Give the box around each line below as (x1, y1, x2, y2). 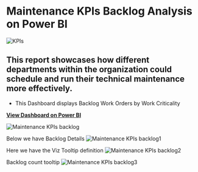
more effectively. (6, 83, 73, 94)
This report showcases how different (6, 55, 150, 65)
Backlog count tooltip (6, 158, 60, 165)
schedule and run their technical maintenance (6, 74, 185, 84)
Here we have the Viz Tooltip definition (6, 146, 104, 154)
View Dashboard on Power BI (6, 111, 81, 119)
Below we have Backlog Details (6, 135, 85, 142)
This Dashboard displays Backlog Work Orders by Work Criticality (15, 99, 181, 107)
